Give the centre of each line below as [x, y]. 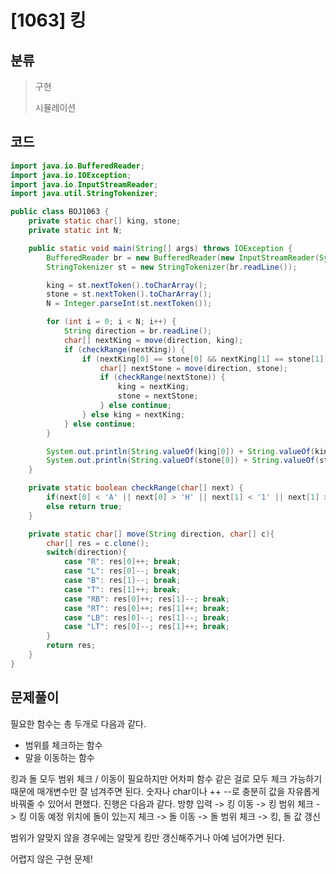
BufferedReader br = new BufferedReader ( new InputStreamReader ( [183, 257]
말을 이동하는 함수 [59, 757]
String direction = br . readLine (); [138, 331]
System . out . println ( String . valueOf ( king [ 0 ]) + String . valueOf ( [181, 451]
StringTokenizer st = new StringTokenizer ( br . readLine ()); [172, 267]
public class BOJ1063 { [60, 212]
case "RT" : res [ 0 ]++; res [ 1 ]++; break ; [146, 608]
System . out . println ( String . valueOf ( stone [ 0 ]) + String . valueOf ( [183, 461]
